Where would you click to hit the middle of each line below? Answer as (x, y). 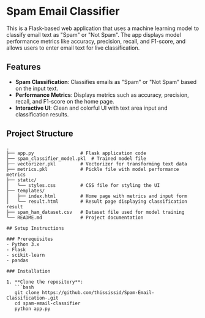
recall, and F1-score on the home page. (65, 101)
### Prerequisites (30, 239)
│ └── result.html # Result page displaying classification (97, 201)
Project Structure (40, 134)
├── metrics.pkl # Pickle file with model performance (93, 169)
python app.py (32, 309)
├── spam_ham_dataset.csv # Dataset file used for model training (95, 212)
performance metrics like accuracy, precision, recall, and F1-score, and (96, 41)
